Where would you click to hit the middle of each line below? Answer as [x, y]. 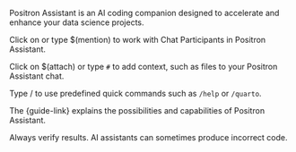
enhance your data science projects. [77, 22]
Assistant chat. [37, 76]
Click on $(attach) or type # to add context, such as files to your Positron [144, 67]
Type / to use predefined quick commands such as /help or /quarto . [135, 93]
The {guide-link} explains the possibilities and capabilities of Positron [137, 110]
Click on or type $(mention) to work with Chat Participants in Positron [138, 40]
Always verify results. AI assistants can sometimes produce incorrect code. [149, 137]
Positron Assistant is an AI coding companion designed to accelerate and [144, 13]
